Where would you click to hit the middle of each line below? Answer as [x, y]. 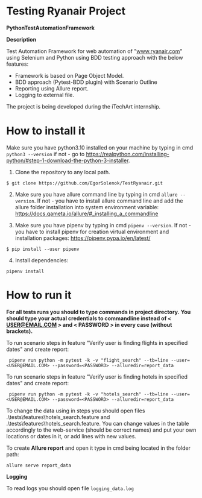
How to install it [46, 131]
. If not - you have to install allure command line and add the [109, 201]
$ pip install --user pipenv [43, 249]
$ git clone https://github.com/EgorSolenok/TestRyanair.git [85, 183]
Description [21, 39]
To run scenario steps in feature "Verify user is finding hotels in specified [97, 377]
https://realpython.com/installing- [128, 154]
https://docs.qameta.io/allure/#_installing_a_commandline [87, 213]
